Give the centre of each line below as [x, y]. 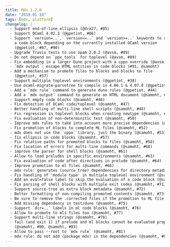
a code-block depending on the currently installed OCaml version [86, 43]
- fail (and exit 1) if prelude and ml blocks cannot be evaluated [82, 222]
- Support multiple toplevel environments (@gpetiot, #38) [73, 81]
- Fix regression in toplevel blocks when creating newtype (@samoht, [86, 114]
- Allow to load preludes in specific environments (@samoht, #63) [82, 156]
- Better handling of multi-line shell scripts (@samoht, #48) [78, 109]
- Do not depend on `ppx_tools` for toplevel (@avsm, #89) [73, 57]
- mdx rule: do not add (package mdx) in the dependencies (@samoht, [84, 236]
